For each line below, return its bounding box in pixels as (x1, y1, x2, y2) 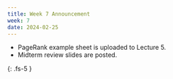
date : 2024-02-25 (7, 23, 59, 31)
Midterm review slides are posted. (17, 51, 118, 59)
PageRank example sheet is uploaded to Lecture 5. (17, 43, 167, 52)
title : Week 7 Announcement (7, 10, 91, 18)
